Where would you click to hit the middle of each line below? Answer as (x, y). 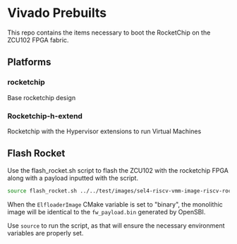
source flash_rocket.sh (42, 191)
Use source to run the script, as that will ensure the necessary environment (116, 225)
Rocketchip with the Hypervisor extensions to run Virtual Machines (104, 131)
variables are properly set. (45, 233)
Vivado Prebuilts (57, 13)
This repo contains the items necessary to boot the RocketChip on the (109, 32)
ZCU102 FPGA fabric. (38, 39)
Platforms (29, 62)
